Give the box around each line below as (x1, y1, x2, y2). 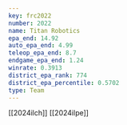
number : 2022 (8, 19, 52, 27)
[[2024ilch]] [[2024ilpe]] (8, 108, 89, 118)
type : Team (8, 86, 45, 95)
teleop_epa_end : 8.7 (8, 49, 77, 57)
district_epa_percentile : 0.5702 (8, 79, 120, 87)
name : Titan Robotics (8, 26, 81, 34)
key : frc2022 (8, 11, 52, 20)
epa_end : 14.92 (8, 34, 59, 42)
